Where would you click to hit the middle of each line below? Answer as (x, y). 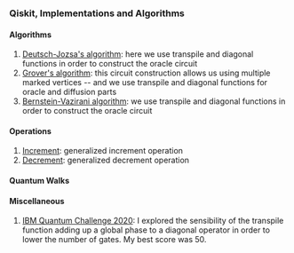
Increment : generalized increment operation (103, 151)
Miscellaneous (37, 201)
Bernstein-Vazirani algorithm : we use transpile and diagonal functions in (154, 101)
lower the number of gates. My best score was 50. (114, 240)
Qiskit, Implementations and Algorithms (97, 13)
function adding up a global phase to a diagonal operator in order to (146, 230)
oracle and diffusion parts (69, 92)
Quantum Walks (39, 180)
